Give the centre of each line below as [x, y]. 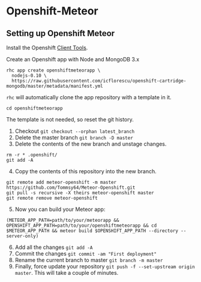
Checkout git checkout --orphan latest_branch [75, 131]
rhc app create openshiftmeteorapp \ [53, 70]
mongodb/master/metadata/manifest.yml [55, 86]
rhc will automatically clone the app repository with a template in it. [89, 97]
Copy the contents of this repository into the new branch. [86, 171]
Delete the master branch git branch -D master [74, 137]
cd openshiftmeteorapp [34, 108]
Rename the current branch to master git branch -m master [89, 260]
